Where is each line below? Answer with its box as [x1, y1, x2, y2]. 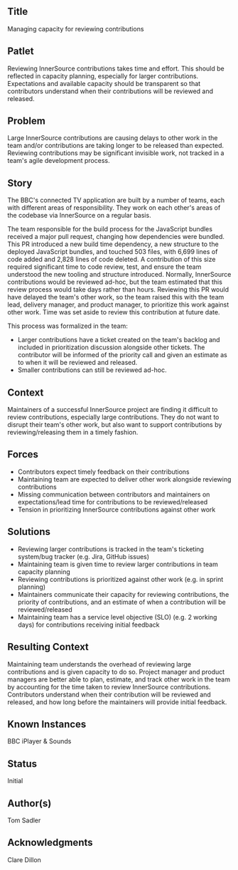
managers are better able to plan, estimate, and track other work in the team [7, 675, 231, 684]
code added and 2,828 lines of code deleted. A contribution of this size [7, 255, 216, 264]
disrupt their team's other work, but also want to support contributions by [7, 420, 222, 429]
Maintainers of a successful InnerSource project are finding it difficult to [7, 405, 218, 414]
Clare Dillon [7, 855, 41, 864]
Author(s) [7, 797, 52, 810]
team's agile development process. [7, 157, 110, 165]
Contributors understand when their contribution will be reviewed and [7, 690, 211, 699]
